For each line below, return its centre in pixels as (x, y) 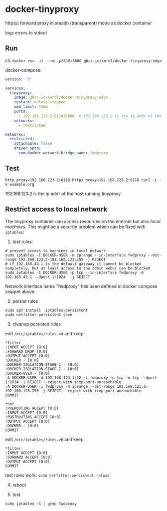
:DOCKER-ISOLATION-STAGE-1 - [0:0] (42, 365)
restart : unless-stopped (40, 102)
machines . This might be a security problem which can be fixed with (75, 227)
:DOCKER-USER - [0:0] (28, 373)
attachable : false (33, 144)
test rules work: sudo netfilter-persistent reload (57, 475)
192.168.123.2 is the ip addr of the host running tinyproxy (63, 194)
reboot (19, 485)
